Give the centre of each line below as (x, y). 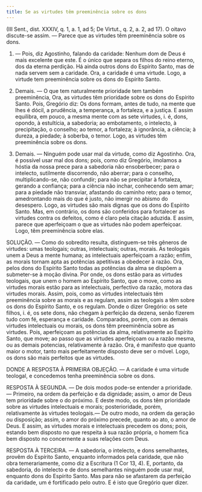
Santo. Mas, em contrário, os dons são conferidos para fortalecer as (100, 211)
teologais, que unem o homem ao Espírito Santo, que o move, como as (94, 280)
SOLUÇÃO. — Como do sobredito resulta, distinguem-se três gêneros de (97, 242)
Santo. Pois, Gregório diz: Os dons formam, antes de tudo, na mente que (105, 104)
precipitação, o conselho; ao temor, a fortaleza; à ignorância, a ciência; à (105, 129)
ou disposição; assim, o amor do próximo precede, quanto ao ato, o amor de (101, 419)
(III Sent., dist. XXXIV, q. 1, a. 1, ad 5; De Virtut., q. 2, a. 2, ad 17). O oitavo (96, 29)
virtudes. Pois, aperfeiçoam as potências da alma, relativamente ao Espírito (99, 332)
